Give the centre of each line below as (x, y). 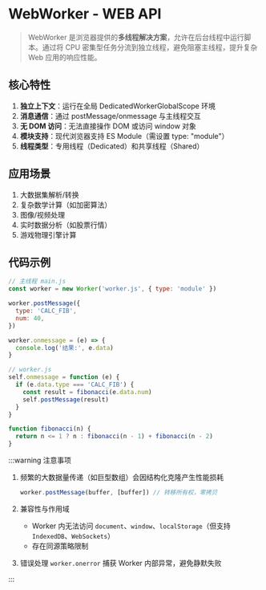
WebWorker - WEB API (85, 14)
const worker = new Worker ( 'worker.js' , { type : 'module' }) (113, 289)
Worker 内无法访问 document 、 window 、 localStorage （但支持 (131, 526)
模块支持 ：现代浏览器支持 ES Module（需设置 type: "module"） (124, 136)
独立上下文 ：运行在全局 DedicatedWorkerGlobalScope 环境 (118, 106)
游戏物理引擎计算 (48, 234)
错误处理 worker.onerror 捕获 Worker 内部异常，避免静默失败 (121, 563)
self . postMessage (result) (66, 399)
